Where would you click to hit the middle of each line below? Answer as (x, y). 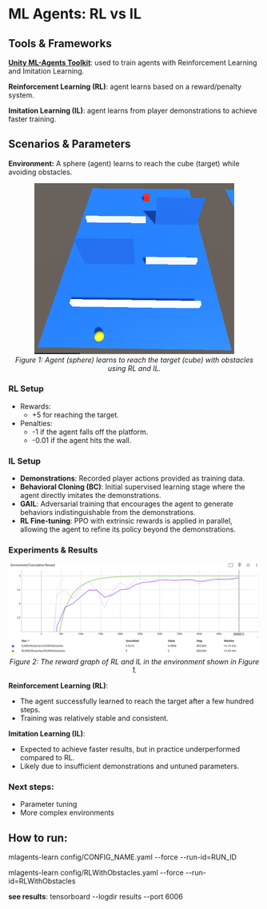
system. (21, 95)
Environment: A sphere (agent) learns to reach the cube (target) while (124, 163)
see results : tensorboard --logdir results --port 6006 (96, 897)
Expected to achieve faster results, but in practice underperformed (130, 749)
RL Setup (26, 389)
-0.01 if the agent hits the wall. (82, 440)
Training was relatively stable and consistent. (94, 718)
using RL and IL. (134, 368)
